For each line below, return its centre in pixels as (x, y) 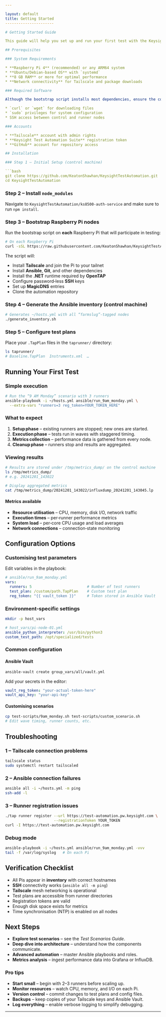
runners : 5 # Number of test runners (75, 587)
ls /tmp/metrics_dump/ (28, 472)
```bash (13, 171)
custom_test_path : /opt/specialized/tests (49, 637)
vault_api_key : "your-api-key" (37, 695)
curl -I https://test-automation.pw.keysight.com (57, 825)
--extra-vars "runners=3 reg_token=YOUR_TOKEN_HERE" (65, 405)
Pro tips (15, 973)
